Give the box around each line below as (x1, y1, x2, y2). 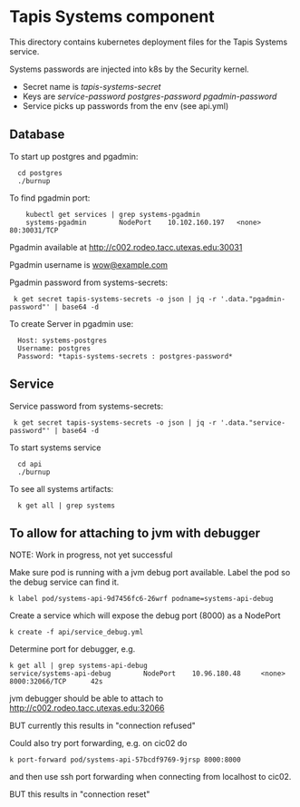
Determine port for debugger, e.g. (9, 644, 136, 654)
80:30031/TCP (9, 225, 59, 235)
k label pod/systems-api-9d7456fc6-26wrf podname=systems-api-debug (9, 595, 274, 604)
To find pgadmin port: (9, 192, 91, 203)
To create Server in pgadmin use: (9, 318, 134, 329)
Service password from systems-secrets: (9, 400, 164, 411)
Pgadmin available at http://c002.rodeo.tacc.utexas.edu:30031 (9, 241, 243, 252)
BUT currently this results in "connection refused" (9, 720, 197, 732)
